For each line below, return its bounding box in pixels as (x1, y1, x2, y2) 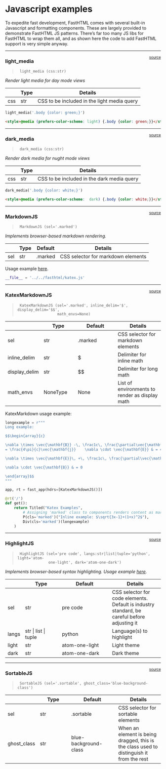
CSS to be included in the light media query (37, 98, 138, 105)
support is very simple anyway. (5, 40, 69, 46)
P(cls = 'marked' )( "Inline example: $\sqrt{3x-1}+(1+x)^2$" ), (23, 514, 149, 519)
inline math (118, 357, 143, 364)
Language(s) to (112, 627, 148, 634)
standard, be (112, 607, 142, 614)
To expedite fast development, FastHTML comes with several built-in (5, 20, 145, 26)
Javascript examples (5, 3, 93, 15)
